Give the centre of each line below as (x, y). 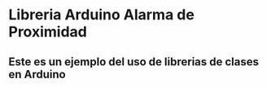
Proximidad (48, 32)
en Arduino (37, 74)
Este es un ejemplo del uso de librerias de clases (133, 62)
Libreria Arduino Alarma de (102, 15)
